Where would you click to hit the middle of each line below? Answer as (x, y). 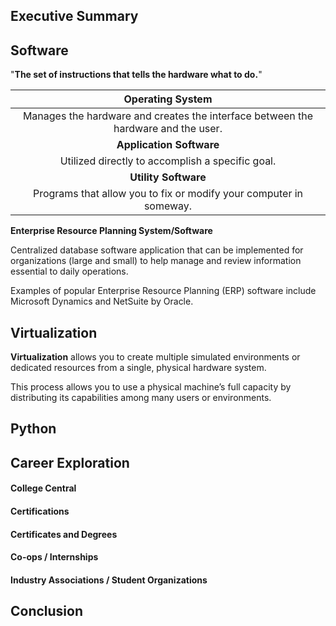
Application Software (168, 145)
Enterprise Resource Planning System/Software (111, 231)
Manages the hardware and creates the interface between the (168, 116)
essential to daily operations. (69, 271)
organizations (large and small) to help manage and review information (156, 261)
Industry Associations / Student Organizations (109, 580)
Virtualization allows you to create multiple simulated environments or (155, 357)
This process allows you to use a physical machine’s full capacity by (151, 387)
